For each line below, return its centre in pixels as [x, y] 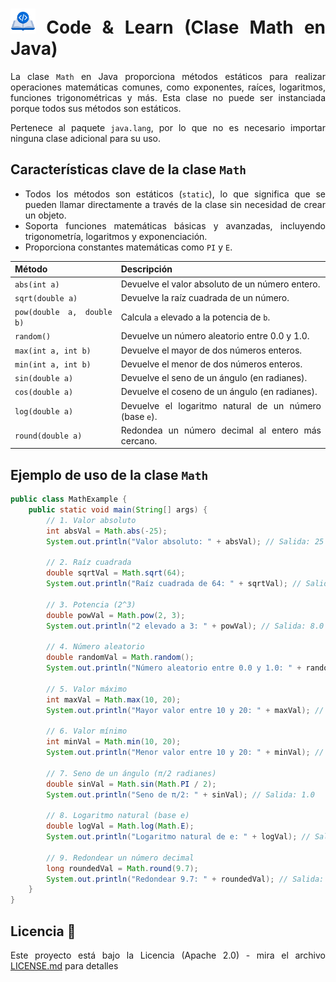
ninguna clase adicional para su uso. [86, 138]
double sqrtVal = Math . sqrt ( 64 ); [116, 573]
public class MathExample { [69, 499]
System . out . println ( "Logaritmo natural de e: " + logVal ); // [178, 837]
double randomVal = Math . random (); [120, 658]
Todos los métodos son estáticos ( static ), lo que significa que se [175, 194]
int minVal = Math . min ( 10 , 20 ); [114, 742]
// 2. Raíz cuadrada [89, 563]
